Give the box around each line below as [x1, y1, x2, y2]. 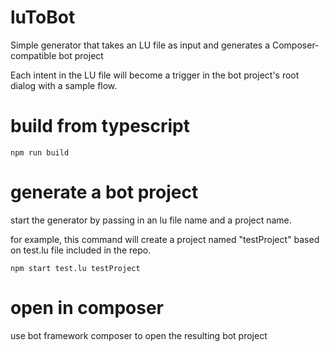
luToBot [10, 6, 76, 29]
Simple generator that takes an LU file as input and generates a [10, 39, 271, 51]
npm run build [10, 147, 70, 158]
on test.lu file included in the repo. [10, 244, 152, 256]
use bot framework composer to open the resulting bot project [10, 329, 268, 341]
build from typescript [10, 115, 190, 138]
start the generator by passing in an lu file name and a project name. [10, 214, 292, 226]
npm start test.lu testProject [10, 263, 141, 273]
